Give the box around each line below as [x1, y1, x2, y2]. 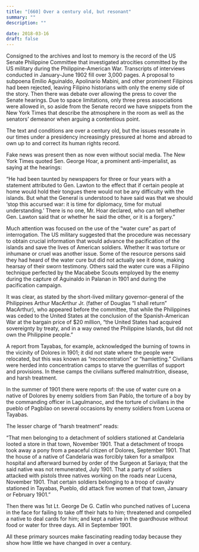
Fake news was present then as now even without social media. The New [6, 151, 185, 158]
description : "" [6, 20, 46, 26]
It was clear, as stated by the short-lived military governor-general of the [6, 293, 184, 300]
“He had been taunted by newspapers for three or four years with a [6, 175, 171, 183]
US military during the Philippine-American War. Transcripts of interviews [6, 65, 185, 72]
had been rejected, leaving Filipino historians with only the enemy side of [6, 84, 185, 91]
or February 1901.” [6, 491, 51, 498]
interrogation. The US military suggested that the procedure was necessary [6, 231, 191, 239]
